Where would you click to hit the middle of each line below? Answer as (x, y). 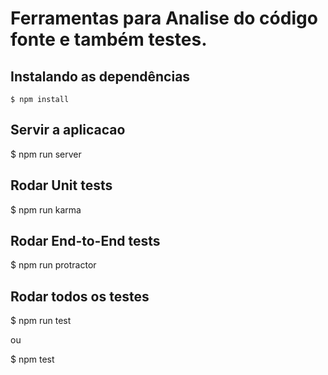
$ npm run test (41, 321)
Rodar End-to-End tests (85, 241)
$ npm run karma (46, 209)
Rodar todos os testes (80, 296)
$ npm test (32, 359)
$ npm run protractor (53, 265)
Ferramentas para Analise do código (164, 18)
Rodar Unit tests (61, 185)
